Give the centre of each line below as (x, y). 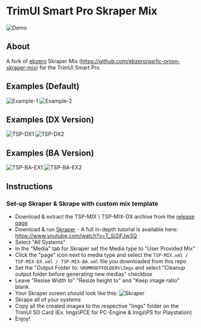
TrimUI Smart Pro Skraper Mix (82, 11)
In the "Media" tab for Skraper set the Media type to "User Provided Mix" (105, 248)
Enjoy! (22, 318)
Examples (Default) (43, 86)
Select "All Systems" (40, 242)
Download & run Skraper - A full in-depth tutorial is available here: (96, 229)
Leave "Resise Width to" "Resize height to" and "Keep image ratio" (97, 280)
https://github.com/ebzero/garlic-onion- (130, 61)
